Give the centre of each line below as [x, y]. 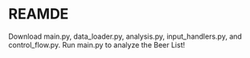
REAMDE [39, 14]
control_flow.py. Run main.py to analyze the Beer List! [97, 44]
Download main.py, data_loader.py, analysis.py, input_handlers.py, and [125, 36]
